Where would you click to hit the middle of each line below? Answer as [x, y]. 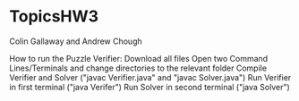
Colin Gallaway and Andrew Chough [76, 41]
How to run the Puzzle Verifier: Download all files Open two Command [139, 58]
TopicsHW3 [54, 17]
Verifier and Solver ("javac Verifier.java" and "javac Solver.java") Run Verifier [150, 77]
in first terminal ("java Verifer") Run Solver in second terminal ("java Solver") [150, 87]
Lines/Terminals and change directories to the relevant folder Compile [138, 68]
